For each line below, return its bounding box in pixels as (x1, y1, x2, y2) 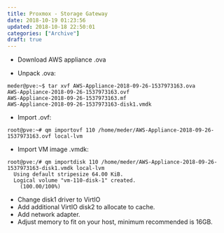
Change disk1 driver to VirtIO (17, 195, 101, 204)
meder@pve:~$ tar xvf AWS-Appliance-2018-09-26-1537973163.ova (7, 83, 196, 90)
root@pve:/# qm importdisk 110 (7, 159, 99, 166)
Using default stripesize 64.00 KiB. (13, 171, 124, 178)
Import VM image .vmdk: (17, 145, 89, 154)
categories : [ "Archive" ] (7, 29, 80, 37)
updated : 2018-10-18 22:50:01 (7, 23, 96, 30)
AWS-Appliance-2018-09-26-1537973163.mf (7, 95, 127, 102)
